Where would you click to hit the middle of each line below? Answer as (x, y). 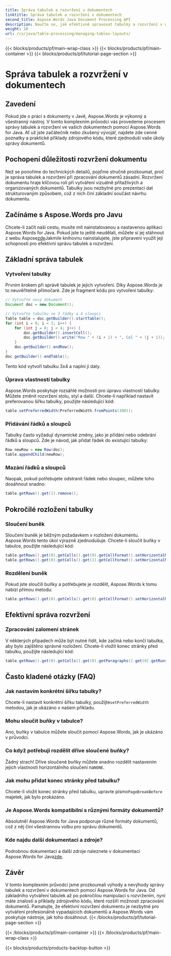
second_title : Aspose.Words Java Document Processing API (68, 19)
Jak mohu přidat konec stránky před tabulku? (63, 780)
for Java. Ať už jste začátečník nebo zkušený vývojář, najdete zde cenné (81, 132)
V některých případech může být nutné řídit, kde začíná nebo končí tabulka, (85, 641)
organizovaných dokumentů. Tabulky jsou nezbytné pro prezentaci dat (79, 188)
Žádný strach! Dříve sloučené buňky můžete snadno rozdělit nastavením (81, 762)
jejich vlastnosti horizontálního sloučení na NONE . (55, 767)
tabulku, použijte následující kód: (40, 651)
